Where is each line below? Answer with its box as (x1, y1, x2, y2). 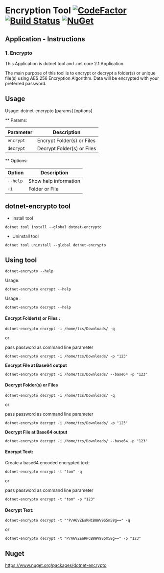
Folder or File (28, 185, 59, 192)
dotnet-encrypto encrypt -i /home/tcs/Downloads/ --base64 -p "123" (5, 372, 148, 377)
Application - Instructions (5, 35, 85, 43)
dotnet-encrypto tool (5, 202, 71, 211)
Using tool (5, 256, 37, 264)
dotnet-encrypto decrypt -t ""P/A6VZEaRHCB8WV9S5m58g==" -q (5, 518, 131, 523)
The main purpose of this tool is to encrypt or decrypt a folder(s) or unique (5, 70, 156, 76)
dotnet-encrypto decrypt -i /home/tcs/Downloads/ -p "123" (5, 420, 128, 426)
